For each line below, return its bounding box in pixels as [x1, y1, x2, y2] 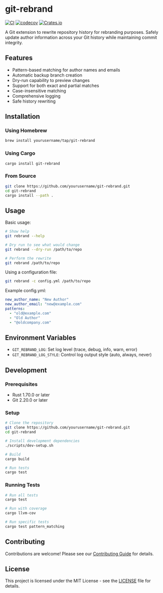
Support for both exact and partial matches [12, 82, 99, 88]
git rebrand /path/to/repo [5, 260, 60, 266]
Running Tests [5, 482, 40, 488]
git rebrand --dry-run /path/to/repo [5, 247, 82, 252]
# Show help [5, 229, 29, 234]
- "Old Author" [9, 315, 41, 320]
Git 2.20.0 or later [12, 397, 48, 403]
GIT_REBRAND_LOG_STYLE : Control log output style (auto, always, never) [12, 352, 152, 358]
